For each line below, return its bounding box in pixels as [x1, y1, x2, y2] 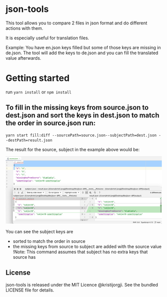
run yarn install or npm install [5, 89, 71, 95]
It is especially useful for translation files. [5, 35, 90, 41]
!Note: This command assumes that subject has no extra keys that [12, 249, 148, 255]
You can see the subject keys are [5, 228, 73, 234]
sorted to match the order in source [12, 238, 86, 244]
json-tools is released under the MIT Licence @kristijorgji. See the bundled [5, 282, 158, 288]
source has [12, 254, 36, 260]
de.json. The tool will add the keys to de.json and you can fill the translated [5, 50, 159, 56]
